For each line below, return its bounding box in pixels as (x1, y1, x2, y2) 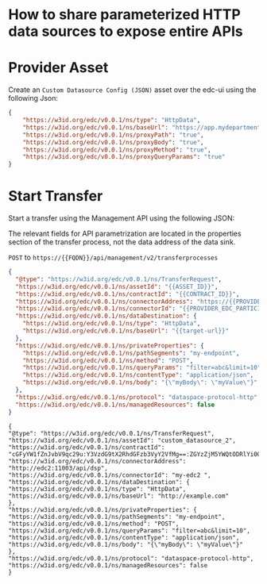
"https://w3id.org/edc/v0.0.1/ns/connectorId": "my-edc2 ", (8, 471, 212, 479)
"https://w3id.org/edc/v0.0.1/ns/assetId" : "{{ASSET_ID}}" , (15, 282, 219, 290)
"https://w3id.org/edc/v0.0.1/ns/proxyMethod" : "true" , (22, 145, 212, 154)
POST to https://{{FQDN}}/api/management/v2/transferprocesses (8, 252, 219, 263)
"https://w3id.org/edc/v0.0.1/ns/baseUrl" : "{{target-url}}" (22, 327, 229, 335)
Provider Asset (8, 59, 109, 77)
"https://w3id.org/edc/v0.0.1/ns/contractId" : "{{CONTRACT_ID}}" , (15, 290, 240, 298)
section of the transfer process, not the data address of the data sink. (8, 237, 236, 247)
